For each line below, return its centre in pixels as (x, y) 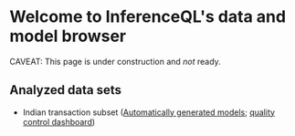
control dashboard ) (59, 121)
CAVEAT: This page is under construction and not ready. (115, 61)
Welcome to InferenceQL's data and (147, 17)
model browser (68, 36)
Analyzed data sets (65, 90)
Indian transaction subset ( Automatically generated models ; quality (149, 112)
